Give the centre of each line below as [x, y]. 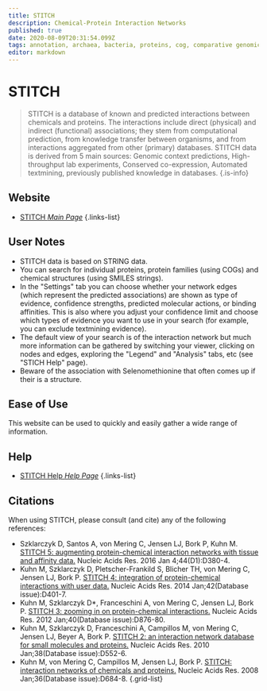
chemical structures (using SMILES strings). [91, 278]
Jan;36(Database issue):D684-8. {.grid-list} [91, 679]
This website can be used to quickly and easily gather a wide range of [123, 423]
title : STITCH [32, 15]
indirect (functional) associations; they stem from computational [132, 130]
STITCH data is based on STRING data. [84, 261]
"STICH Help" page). [54, 362]
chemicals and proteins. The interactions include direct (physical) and [142, 122]
